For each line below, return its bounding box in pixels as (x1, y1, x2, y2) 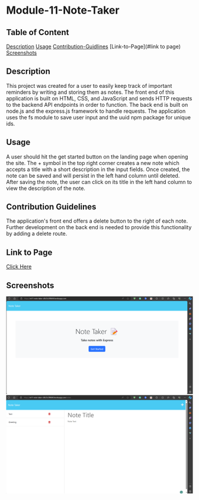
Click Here (6, 263, 32, 270)
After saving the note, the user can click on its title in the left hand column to (6, 178, 192, 185)
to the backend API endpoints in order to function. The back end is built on (6, 101, 188, 108)
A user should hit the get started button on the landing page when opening (6, 153, 188, 160)
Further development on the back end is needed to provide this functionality (6, 224, 192, 231)
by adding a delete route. (6, 230, 68, 238)
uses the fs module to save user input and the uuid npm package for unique (6, 113, 191, 121)
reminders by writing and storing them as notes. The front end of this (6, 88, 175, 96)
